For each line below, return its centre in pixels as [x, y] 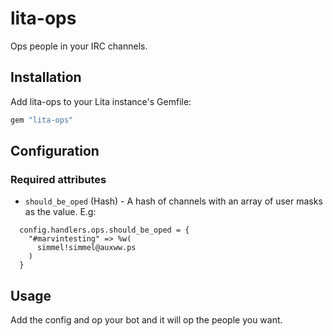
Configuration [55, 151]
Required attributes [58, 179]
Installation [46, 77]
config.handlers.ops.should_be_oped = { [104, 230]
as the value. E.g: [60, 212]
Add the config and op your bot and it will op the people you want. [146, 320]
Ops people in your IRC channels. [79, 46]
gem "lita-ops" [42, 120]
